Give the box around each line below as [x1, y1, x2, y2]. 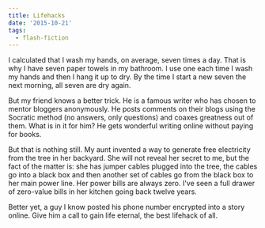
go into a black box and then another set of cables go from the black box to [8, 170, 254, 180]
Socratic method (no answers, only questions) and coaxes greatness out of [8, 112, 254, 123]
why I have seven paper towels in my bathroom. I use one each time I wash [8, 64, 253, 74]
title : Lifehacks [8, 11, 66, 20]
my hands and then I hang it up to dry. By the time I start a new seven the [8, 72, 247, 82]
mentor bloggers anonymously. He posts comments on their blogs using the [8, 104, 256, 114]
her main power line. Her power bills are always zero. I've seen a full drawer [8, 179, 256, 188]
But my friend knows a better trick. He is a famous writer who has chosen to [8, 96, 256, 105]
